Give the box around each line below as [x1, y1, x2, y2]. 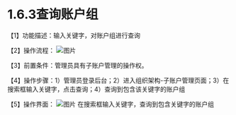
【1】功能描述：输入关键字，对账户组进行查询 [7, 31, 140, 40]
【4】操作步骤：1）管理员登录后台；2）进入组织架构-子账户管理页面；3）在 [7, 75, 230, 85]
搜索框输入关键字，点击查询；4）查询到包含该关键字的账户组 [7, 85, 186, 93]
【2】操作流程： [7, 46, 55, 54]
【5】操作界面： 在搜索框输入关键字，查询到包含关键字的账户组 [7, 99, 215, 108]
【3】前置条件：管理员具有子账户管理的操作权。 [7, 61, 148, 69]
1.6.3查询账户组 [7, 6, 99, 23]
